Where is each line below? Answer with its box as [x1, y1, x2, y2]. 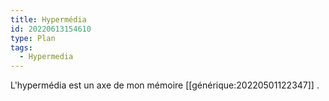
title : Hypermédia [10, 14, 87, 25]
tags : [10, 42, 33, 53]
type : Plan [10, 33, 56, 43]
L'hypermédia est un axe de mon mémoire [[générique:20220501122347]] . [10, 79, 320, 91]
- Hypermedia [19, 52, 74, 62]
